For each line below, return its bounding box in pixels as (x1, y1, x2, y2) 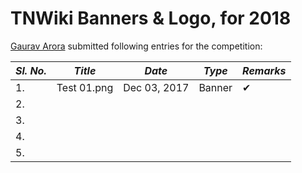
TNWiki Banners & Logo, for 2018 (10, 7, 292, 30)
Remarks (242, 63, 287, 77)
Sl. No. (15, 63, 47, 77)
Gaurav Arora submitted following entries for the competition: (10, 40, 263, 52)
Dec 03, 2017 (123, 80, 190, 94)
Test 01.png (56, 80, 114, 94)
